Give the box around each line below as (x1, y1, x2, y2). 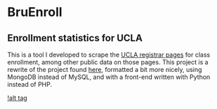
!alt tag (7, 94, 28, 102)
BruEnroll (7, 4, 63, 20)
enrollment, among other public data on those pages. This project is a (7, 58, 209, 66)
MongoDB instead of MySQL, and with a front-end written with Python (7, 73, 211, 81)
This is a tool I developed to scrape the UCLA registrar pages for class (7, 50, 211, 59)
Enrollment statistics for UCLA (7, 32, 143, 44)
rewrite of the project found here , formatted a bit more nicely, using (7, 66, 202, 73)
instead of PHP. (7, 80, 53, 88)
